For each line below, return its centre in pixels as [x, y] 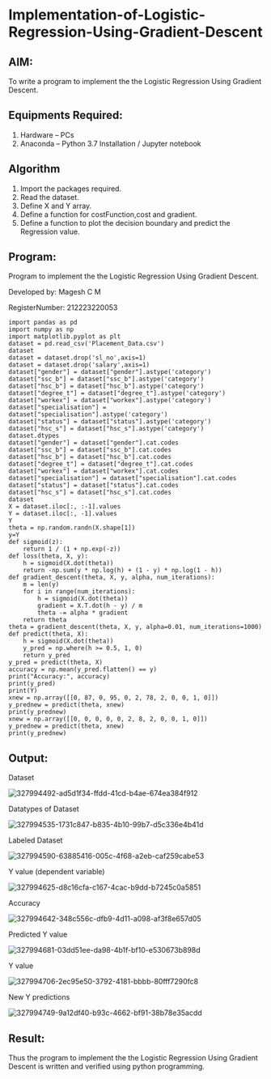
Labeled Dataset [36, 840]
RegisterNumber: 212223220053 [63, 308]
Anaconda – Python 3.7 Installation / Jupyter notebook [110, 143]
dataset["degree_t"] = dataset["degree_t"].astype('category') [117, 393]
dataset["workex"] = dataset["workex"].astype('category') [110, 401]
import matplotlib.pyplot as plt [65, 337]
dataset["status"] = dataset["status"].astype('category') [110, 422]
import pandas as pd [43, 323]
